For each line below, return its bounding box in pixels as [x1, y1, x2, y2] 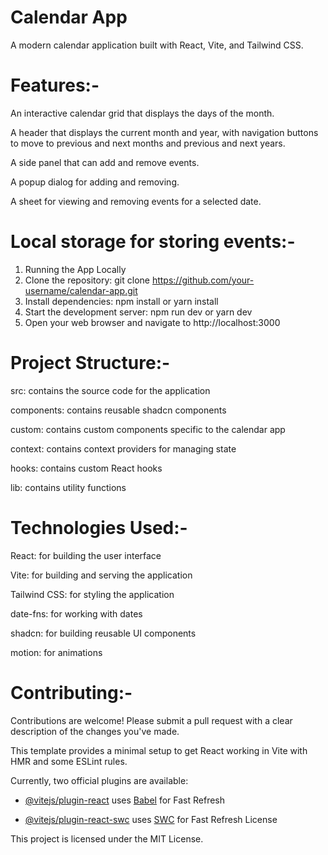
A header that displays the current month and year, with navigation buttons [10, 126, 319, 138]
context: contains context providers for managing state [10, 442, 237, 455]
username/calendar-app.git [24, 284, 138, 296]
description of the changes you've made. [10, 725, 180, 737]
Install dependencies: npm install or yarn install [24, 295, 219, 307]
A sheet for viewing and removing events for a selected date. [10, 195, 262, 207]
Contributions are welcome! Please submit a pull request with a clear [10, 714, 293, 726]
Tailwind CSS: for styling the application [10, 588, 175, 600]
